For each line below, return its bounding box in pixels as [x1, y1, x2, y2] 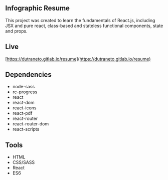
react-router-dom [12, 121, 49, 127]
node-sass [12, 84, 35, 90]
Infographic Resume [5, 4, 70, 13]
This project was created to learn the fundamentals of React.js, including [5, 17, 155, 23]
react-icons [12, 105, 37, 111]
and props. [5, 28, 28, 34]
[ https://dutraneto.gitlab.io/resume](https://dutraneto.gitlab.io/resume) [5, 56, 151, 62]
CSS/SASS [12, 159, 35, 165]
